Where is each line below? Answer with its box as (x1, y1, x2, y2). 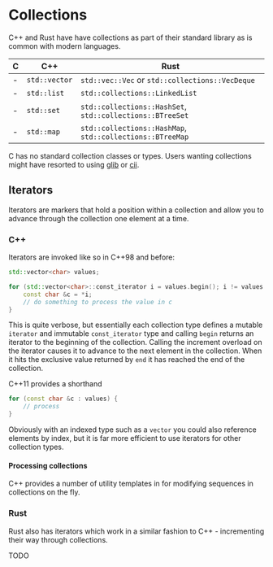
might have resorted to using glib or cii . (8, 159, 140, 169)
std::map (26, 127, 61, 136)
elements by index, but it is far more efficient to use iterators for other (8, 434, 241, 443)
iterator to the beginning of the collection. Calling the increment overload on (8, 338, 262, 347)
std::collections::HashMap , (80, 122, 187, 133)
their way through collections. (8, 534, 108, 544)
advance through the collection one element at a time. (8, 213, 189, 223)
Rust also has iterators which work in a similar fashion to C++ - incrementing (8, 526, 265, 536)
